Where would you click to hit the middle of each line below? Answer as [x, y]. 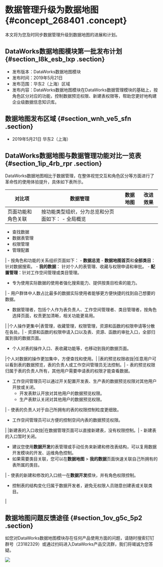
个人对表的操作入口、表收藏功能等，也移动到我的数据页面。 [72, 349]
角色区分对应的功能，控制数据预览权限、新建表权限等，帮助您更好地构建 [84, 96]
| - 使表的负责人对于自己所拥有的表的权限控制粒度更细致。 [63, 410]
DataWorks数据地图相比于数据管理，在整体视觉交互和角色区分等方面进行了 [80, 176]
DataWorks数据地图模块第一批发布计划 [64, 51]
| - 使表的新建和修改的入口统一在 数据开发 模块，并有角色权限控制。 [72, 475]
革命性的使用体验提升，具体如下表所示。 [45, 182]
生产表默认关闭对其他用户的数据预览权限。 [62, 400]
